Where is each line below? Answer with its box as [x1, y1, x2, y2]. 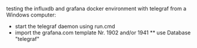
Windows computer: [6, 11, 56, 18]
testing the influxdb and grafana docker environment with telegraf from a [6, 5, 187, 12]
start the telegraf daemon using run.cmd [14, 23, 115, 30]
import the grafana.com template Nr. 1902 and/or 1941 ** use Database [14, 29, 191, 36]
